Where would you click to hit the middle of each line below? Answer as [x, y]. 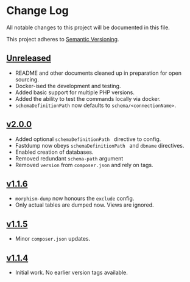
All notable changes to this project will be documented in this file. [88, 27]
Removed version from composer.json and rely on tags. [84, 165]
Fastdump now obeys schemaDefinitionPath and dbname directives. [100, 145]
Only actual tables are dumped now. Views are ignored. [84, 205]
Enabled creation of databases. [54, 152]
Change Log [37, 11]
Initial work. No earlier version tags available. [71, 272]
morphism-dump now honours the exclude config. [75, 199]
